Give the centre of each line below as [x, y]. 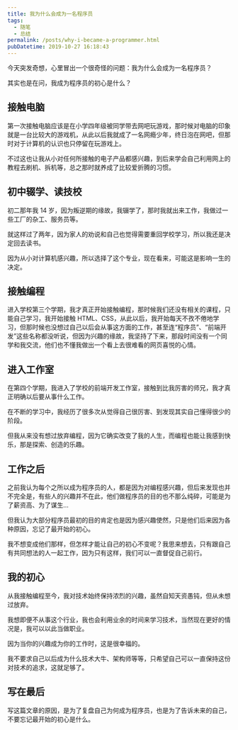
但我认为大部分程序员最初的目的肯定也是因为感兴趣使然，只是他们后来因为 [116, 520]
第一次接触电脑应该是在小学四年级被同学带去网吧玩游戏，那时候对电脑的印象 [119, 125]
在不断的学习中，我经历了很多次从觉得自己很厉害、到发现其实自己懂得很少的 [119, 412]
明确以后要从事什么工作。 [51, 397]
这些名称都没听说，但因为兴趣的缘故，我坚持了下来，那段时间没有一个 [119, 336]
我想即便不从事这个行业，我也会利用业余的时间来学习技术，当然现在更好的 [116, 620]
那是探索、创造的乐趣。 [54, 445]
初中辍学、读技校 [45, 192]
